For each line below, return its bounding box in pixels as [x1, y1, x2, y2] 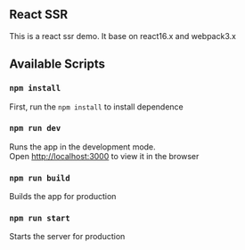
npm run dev [9, 124, 61, 133]
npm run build [9, 173, 70, 183]
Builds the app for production [9, 191, 117, 202]
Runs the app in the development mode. [9, 141, 156, 152]
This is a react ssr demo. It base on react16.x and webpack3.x [9, 30, 236, 41]
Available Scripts [9, 57, 105, 72]
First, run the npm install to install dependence [9, 101, 184, 112]
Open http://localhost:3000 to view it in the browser [9, 150, 200, 161]
